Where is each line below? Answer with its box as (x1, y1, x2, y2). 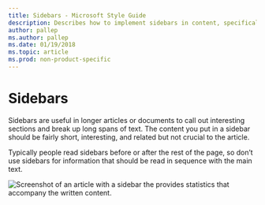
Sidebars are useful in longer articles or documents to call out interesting (8, 115, 245, 125)
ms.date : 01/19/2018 (8, 41, 77, 49)
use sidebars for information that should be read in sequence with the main (8, 155, 252, 166)
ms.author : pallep (8, 33, 69, 42)
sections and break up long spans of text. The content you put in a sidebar (8, 124, 251, 133)
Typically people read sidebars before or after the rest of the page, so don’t (8, 147, 254, 157)
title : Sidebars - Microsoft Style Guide (8, 11, 147, 20)
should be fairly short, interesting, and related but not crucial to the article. (8, 132, 250, 142)
